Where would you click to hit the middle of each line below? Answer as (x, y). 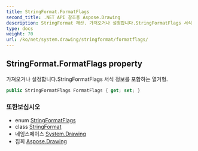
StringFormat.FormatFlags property (74, 64)
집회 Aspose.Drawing (41, 141)
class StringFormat (38, 126)
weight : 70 (20, 34)
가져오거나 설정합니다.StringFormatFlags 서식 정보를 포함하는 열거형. (87, 79)
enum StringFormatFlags (45, 120)
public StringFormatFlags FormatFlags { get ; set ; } (73, 90)
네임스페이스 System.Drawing (51, 134)
